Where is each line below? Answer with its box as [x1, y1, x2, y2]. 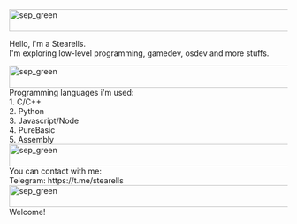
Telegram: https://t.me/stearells [9, 175, 124, 185]
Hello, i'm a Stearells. [9, 39, 87, 49]
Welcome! [9, 207, 46, 217]
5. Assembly [9, 135, 55, 144]
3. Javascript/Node [9, 115, 80, 126]
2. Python [9, 106, 45, 116]
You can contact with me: [9, 166, 103, 176]
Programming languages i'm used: [9, 88, 134, 97]
